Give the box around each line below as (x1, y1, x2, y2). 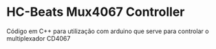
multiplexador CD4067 (6, 34, 71, 42)
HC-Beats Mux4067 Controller (6, 4, 185, 20)
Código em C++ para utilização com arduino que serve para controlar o (6, 27, 209, 35)
